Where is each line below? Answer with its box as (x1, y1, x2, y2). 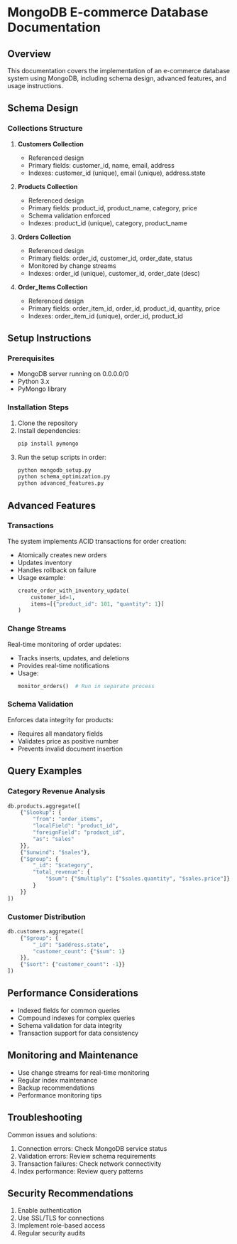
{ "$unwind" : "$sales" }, (20, 849, 91, 856)
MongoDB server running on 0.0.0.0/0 (17, 370, 129, 378)
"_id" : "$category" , (33, 862, 94, 869)
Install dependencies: (17, 426, 81, 434)
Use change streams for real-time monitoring (17, 1068, 150, 1077)
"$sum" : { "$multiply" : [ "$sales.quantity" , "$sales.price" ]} (45, 875, 231, 882)
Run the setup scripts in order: (17, 453, 106, 461)
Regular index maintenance (17, 1076, 98, 1084)
